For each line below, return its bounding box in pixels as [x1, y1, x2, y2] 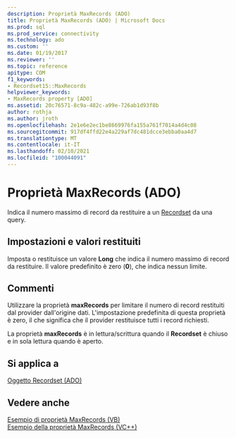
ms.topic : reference [7, 63, 68, 70]
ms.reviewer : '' [7, 56, 55, 63]
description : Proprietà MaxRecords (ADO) [7, 10, 131, 18]
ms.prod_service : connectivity [7, 30, 99, 37]
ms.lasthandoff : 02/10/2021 [7, 148, 90, 155]
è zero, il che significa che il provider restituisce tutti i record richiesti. [7, 316, 209, 325]
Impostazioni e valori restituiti [7, 236, 141, 248]
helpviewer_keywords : [7, 89, 71, 96]
